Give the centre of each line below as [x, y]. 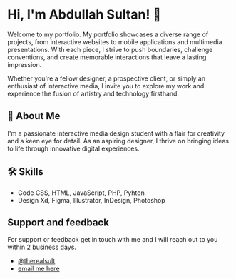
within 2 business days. [42, 247]
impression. [25, 64]
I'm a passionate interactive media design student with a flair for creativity [116, 133]
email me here [39, 269]
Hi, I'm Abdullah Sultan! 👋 [84, 15]
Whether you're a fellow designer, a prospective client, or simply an [106, 78]
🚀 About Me [34, 116]
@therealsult [36, 261]
